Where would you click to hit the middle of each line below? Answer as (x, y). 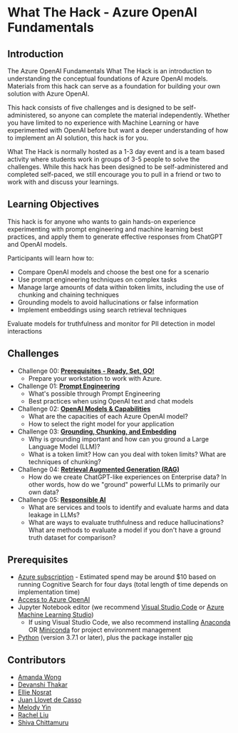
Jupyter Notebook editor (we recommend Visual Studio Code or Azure (121, 608)
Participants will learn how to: (51, 258)
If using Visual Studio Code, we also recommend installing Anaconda (129, 622)
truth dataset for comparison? (72, 537)
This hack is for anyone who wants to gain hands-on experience (102, 221)
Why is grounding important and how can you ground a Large (119, 439)
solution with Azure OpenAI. (48, 94)
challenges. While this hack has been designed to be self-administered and (118, 167)
